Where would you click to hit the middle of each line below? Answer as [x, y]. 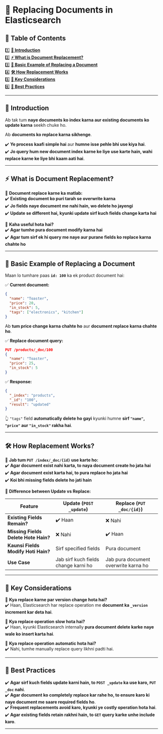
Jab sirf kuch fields [77, 560]
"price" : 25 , [23, 363]
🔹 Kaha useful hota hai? [30, 224]
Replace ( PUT [130, 503]
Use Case [19, 563]
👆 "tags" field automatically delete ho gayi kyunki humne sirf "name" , [75, 418]
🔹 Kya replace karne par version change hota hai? [56, 599]
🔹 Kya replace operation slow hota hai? [45, 621]
